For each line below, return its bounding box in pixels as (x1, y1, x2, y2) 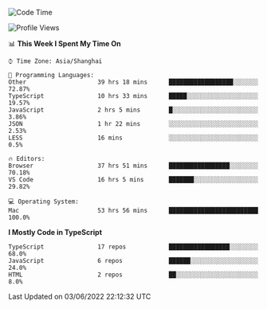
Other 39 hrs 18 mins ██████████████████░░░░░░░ (8, 78, 259, 86)
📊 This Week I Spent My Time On (8, 39, 121, 48)
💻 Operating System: (8, 198, 80, 205)
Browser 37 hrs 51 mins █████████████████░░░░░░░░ (8, 162, 259, 170)
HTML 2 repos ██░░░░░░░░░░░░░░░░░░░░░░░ (8, 271, 259, 279)
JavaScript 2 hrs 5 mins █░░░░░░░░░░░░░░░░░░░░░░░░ (8, 106, 259, 114)
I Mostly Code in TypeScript (8, 228, 102, 237)
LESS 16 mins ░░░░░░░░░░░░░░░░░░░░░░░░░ (8, 134, 259, 142)
